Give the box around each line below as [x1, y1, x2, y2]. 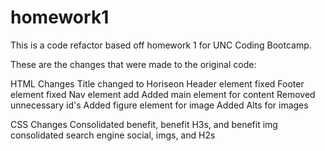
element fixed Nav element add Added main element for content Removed [10, 88, 316, 100]
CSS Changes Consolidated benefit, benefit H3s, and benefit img [10, 118, 278, 130]
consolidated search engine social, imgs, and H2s [10, 129, 216, 141]
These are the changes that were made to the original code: [10, 58, 257, 70]
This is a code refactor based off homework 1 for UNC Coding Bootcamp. [10, 39, 312, 51]
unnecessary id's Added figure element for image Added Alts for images [10, 99, 309, 111]
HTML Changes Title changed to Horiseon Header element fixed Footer [10, 77, 305, 90]
